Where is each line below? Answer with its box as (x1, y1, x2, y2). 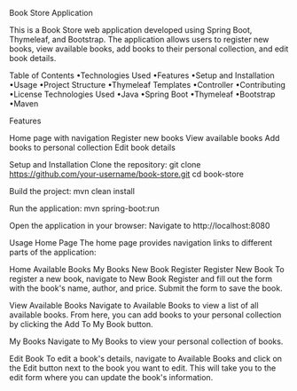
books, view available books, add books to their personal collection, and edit (9, 43, 289, 54)
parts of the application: (9, 247, 97, 257)
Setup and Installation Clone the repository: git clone (9, 160, 201, 169)
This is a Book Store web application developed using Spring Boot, (9, 25, 253, 35)
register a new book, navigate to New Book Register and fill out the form (9, 274, 273, 284)
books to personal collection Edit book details (9, 142, 176, 152)
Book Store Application (9, 8, 93, 18)
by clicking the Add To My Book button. (9, 319, 153, 329)
